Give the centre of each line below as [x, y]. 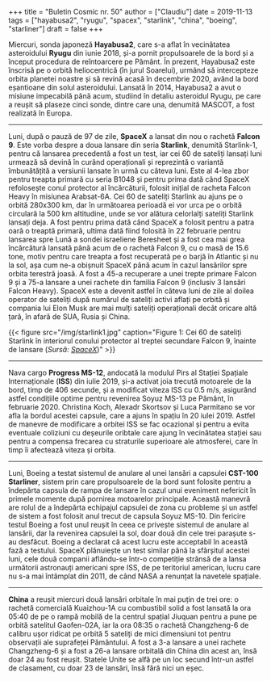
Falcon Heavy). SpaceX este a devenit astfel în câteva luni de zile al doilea [131, 291]
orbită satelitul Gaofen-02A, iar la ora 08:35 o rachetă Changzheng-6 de [129, 625]
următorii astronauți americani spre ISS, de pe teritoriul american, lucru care [134, 567]
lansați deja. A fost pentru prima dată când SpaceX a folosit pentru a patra [131, 222]
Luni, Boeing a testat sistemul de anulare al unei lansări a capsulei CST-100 [133, 473]
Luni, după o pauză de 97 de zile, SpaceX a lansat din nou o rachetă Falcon [134, 136]
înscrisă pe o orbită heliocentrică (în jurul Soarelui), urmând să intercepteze [133, 70]
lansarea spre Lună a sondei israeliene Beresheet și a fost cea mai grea [127, 239]
